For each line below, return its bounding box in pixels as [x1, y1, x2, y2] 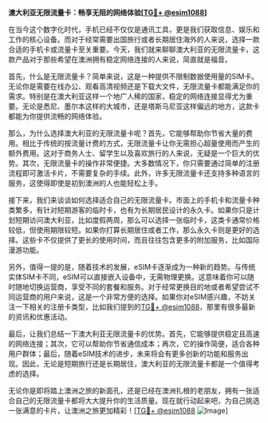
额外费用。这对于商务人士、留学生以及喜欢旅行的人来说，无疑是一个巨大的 [8, 148, 253, 158]
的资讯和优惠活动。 [8, 312, 72, 322]
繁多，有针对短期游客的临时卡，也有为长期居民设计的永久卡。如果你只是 [14, 205, 253, 215]
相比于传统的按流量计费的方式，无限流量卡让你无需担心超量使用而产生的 [22, 139, 260, 148]
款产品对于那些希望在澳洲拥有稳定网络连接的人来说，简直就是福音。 [8, 55, 232, 64]
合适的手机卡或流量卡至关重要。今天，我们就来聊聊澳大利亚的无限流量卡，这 [8, 45, 260, 54]
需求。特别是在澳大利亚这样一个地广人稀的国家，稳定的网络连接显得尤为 [8, 92, 246, 101]
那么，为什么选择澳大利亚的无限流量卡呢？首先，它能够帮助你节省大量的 [8, 128, 246, 138]
